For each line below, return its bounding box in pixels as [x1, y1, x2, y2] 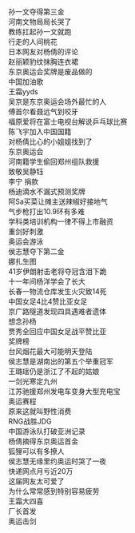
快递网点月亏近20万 [8, 467, 73, 475]
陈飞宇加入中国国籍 [8, 127, 72, 136]
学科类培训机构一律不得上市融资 [8, 217, 113, 226]
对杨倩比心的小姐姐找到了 [8, 137, 93, 146]
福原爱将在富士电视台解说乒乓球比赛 [8, 117, 128, 126]
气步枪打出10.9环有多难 [8, 207, 85, 216]
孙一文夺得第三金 [8, 7, 65, 16]
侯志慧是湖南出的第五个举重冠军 [8, 356, 113, 366]
